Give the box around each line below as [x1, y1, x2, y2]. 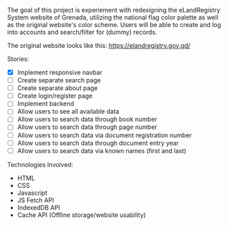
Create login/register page [17, 92, 93, 100]
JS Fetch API [17, 195, 54, 204]
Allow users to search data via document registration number [17, 131, 192, 139]
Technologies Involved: [7, 160, 73, 168]
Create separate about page [17, 84, 98, 92]
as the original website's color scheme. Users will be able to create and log [7, 21, 222, 28]
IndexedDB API [17, 203, 60, 211]
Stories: [7, 55, 30, 63]
